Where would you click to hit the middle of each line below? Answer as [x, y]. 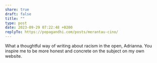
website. [14, 56]
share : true [17, 9]
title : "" [15, 18]
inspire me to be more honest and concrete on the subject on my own [75, 51]
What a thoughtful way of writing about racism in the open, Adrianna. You [78, 46]
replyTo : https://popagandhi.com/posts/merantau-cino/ [62, 32]
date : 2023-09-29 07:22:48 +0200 [39, 28]
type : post [16, 23]
